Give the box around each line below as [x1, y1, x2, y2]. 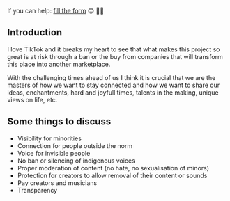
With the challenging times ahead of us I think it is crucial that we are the [7, 73, 216, 81]
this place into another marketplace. [7, 60, 111, 68]
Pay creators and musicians [17, 178, 98, 187]
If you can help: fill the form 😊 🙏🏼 [7, 7, 105, 15]
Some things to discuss [7, 115, 112, 128]
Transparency [17, 186, 58, 194]
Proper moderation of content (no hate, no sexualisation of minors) [17, 163, 210, 172]
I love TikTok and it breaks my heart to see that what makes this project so [7, 45, 221, 54]
